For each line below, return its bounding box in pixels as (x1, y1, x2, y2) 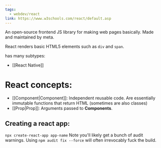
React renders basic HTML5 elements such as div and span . (5, 44, 124, 50)
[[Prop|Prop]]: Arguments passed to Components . (12, 106, 113, 111)
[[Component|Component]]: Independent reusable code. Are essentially (12, 95, 156, 101)
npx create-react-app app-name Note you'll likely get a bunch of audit (5, 132, 144, 138)
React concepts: (5, 79, 73, 90)
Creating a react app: (5, 119, 70, 128)
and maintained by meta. (5, 34, 55, 40)
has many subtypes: (5, 53, 45, 59)
